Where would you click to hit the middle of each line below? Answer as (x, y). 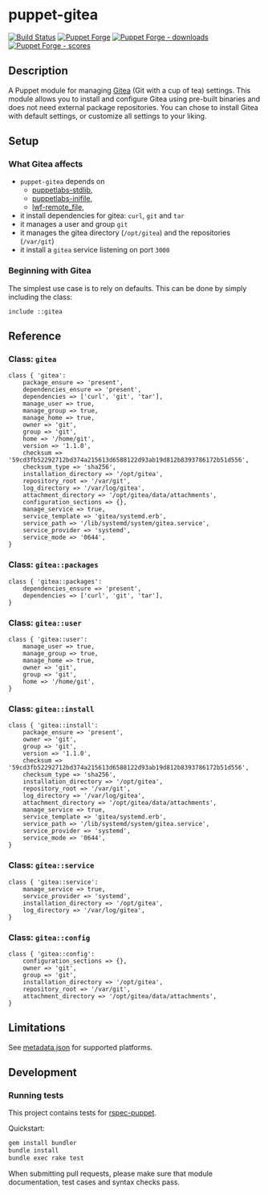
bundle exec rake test (46, 1158)
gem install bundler (43, 1144)
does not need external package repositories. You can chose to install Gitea (133, 107)
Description (38, 71)
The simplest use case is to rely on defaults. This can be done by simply (128, 288)
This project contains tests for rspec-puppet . (83, 1113)
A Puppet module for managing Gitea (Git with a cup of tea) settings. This (130, 90)
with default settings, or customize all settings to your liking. (108, 116)
